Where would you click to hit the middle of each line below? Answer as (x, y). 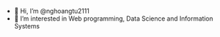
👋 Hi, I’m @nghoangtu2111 (52, 11)
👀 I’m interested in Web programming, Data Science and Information (114, 18)
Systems (27, 26)
